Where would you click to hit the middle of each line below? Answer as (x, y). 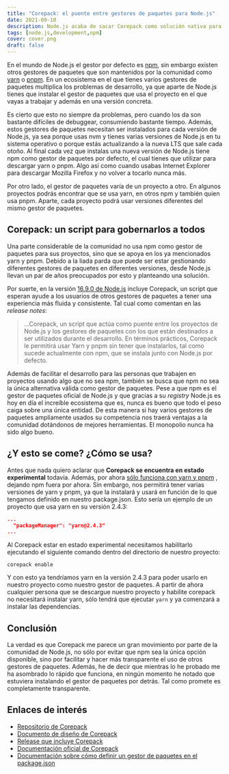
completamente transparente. (49, 689)
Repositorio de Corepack (52, 726)
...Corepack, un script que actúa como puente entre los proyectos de (121, 324)
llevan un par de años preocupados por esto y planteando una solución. (108, 275)
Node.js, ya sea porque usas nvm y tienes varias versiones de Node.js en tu (114, 137)
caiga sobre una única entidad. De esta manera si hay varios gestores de (110, 410)
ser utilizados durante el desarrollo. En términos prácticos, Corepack (120, 338)
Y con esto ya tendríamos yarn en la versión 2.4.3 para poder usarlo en (107, 578)
